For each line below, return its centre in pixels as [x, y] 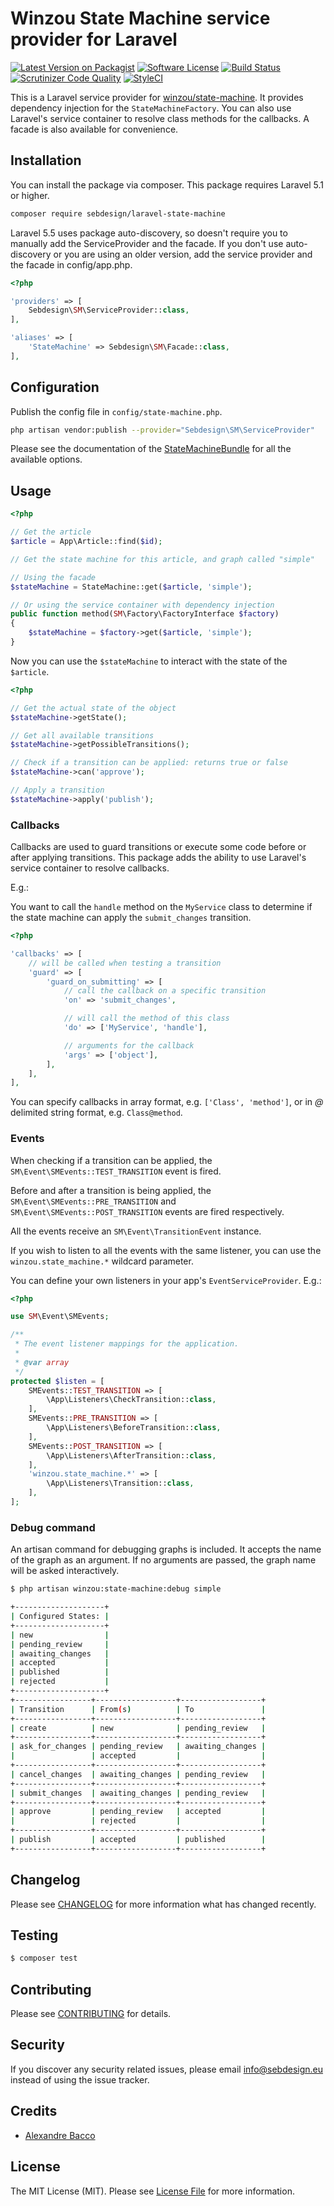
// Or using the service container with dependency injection [142, 605]
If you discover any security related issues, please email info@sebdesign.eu [167, 2069]
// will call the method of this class [146, 1018]
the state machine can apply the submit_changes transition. [131, 918]
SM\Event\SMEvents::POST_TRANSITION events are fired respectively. [147, 1211]
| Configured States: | [60, 1617]
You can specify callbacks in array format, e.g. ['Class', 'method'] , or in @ [167, 1102]
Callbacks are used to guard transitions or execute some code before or [158, 847]
